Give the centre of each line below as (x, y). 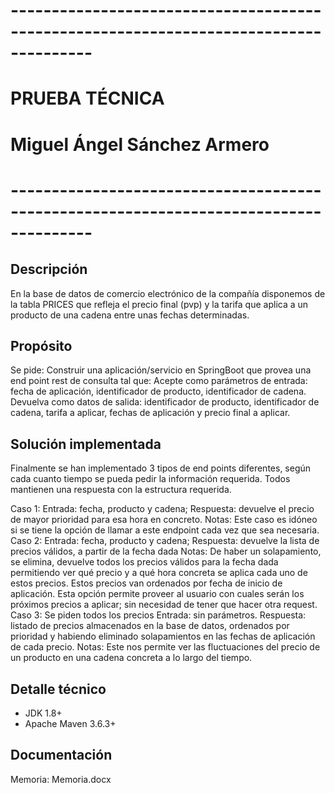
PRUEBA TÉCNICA (87, 98)
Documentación (61, 755)
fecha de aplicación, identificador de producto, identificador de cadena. (158, 391)
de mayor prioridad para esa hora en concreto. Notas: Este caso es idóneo (164, 520)
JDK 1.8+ (43, 713)
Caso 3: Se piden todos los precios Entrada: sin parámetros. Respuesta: (158, 615)
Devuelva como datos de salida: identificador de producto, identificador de (165, 402)
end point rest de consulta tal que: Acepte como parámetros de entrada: (159, 381)
